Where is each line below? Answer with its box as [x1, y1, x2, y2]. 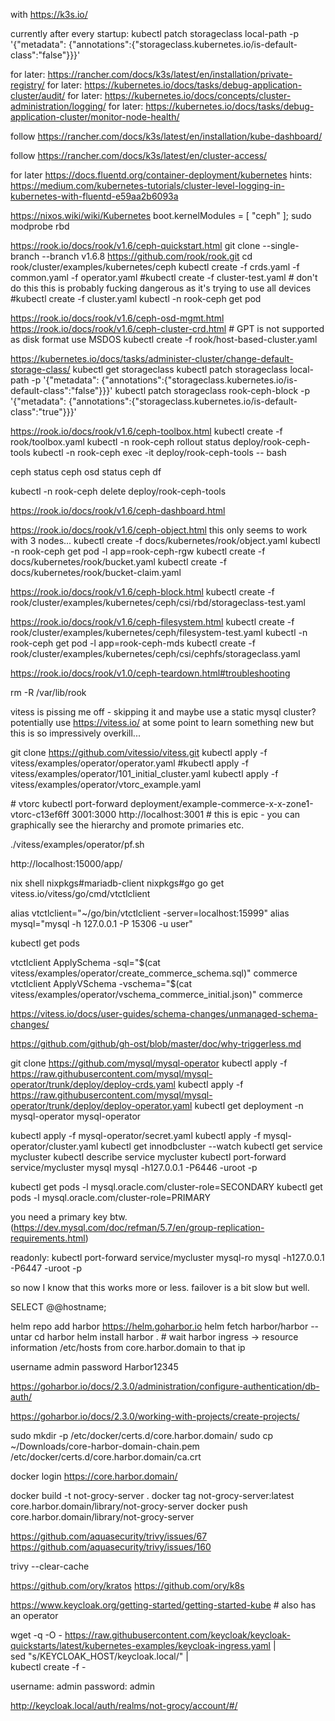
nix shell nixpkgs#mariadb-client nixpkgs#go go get [10, 877, 225, 889]
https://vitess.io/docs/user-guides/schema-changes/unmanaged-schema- [10, 1008, 318, 1019]
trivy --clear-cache [10, 1560, 90, 1572]
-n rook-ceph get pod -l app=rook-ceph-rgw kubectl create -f [10, 545, 266, 557]
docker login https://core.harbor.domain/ [10, 1470, 178, 1482]
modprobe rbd [10, 220, 70, 232]
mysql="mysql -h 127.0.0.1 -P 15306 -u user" [10, 918, 193, 929]
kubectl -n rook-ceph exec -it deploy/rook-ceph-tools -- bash [32, 447, 287, 458]
